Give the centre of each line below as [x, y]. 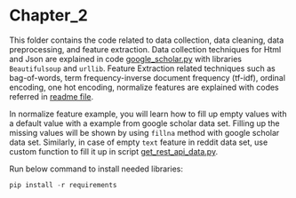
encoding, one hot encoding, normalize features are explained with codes [144, 87]
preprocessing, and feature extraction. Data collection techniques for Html [145, 49]
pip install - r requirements [63, 185]
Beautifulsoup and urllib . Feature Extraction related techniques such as [142, 68]
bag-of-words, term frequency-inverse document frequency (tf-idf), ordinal [148, 77]
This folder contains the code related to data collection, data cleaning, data [147, 40]
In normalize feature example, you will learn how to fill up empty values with [148, 114]
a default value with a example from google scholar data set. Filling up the [144, 123]
